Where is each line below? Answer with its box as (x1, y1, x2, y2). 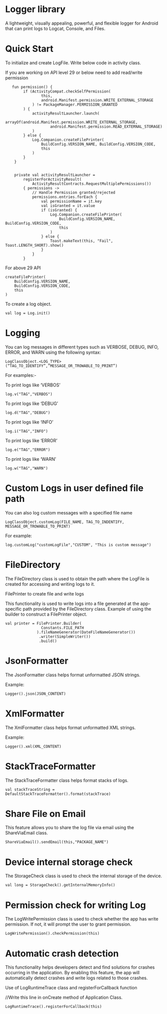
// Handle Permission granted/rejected (32, 190, 115, 195)
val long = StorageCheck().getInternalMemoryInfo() (5, 883, 115, 888)
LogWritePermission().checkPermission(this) (5, 931, 100, 936)
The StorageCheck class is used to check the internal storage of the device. (5, 873, 162, 879)
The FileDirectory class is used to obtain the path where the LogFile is (5, 575, 149, 581)
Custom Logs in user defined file (5, 482, 144, 493)
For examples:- (5, 372, 37, 378)
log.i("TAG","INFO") (5, 429, 49, 434)
